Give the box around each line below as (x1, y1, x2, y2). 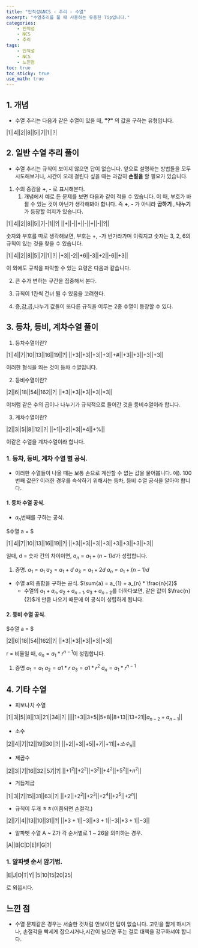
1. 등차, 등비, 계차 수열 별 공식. (6, 454, 88, 463)
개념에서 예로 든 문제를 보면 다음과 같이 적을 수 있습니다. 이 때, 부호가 (23, 193, 185, 200)
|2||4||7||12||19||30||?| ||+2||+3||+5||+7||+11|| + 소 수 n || (6, 740, 136, 749)
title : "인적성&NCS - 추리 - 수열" (6, 8, 86, 15)
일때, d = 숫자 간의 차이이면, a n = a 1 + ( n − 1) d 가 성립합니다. (6, 552, 148, 560)
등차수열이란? (14, 339, 47, 346)
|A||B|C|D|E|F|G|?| (6, 841, 52, 849)
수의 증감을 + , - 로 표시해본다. (14, 185, 85, 193)
